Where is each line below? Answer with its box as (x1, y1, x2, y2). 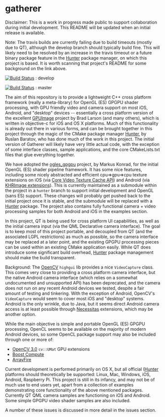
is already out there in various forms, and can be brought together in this (5, 125, 153, 131)
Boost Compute (12, 351, 44, 357)
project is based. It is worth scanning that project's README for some (5, 60, 147, 66)
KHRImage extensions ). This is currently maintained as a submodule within (5, 182, 157, 188)
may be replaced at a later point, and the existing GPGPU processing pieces (5, 239, 159, 244)
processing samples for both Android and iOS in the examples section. (5, 208, 148, 214)
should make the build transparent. (5, 254, 76, 260)
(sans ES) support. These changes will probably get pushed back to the (5, 193, 151, 199)
